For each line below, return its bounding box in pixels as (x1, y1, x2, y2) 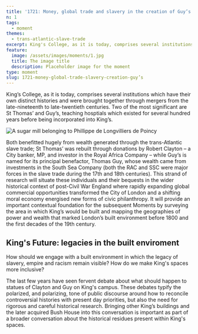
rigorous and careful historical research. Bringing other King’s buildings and (6, 302, 190, 309)
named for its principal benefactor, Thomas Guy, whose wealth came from (6, 158, 187, 165)
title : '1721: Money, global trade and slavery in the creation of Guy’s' (6, 8, 194, 15)
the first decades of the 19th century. (6, 220, 96, 228)
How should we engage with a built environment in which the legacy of (6, 253, 179, 260)
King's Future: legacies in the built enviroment (6, 238, 180, 248)
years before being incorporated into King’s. (6, 116, 113, 123)
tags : (6, 20, 19, 25)
